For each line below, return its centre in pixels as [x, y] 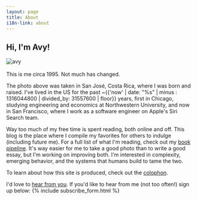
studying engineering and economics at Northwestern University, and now [98, 105]
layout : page [22, 12]
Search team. [23, 118]
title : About [22, 17]
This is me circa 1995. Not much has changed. [63, 74]
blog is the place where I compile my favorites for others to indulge [89, 136]
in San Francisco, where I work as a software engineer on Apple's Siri [92, 111]
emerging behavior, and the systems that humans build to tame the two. [95, 161]
